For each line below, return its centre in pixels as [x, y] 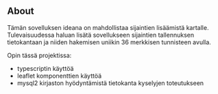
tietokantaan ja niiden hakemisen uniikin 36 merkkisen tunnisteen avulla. [109, 42]
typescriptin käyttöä [45, 68]
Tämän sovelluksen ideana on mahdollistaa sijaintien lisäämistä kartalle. [108, 27]
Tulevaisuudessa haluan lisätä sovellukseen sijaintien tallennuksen [100, 35]
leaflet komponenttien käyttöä [59, 76]
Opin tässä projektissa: [39, 55]
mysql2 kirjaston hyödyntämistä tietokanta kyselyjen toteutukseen [110, 83]
